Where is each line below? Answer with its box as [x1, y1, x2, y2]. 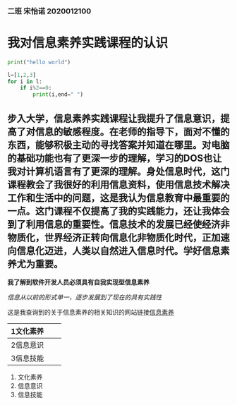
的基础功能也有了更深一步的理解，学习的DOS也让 [7, 152, 222, 164]
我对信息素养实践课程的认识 [7, 35, 169, 51]
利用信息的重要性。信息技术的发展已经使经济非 [25, 218, 230, 230]
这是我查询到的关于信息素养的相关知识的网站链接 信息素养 [7, 308, 174, 317]
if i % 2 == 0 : [20, 85, 52, 92]
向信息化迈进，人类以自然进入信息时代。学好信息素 [7, 245, 230, 257]
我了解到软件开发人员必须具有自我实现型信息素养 [7, 278, 150, 286]
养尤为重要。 [7, 258, 63, 270]
